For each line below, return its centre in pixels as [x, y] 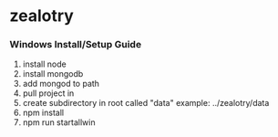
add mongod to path [61, 84]
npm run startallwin [59, 122]
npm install [43, 113]
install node [44, 64]
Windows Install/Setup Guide [76, 45]
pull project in [48, 93]
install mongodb [53, 74]
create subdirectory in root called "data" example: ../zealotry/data [146, 103]
